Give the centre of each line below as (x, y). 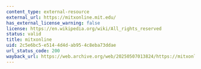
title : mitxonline (29, 40)
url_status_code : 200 (33, 51)
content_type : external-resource (48, 12)
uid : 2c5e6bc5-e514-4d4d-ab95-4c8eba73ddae (61, 46)
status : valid (24, 34)
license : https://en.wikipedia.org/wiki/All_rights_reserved (84, 28)
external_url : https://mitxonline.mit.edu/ (61, 17)
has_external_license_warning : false (53, 23)
